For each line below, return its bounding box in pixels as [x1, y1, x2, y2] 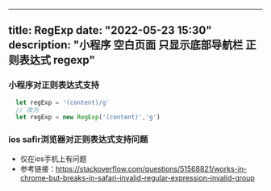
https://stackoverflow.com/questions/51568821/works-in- [55, 164, 248, 173]
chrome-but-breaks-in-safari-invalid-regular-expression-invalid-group [19, 172, 256, 182]
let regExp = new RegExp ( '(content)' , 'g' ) [15, 114, 161, 122]
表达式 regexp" [19, 53, 95, 67]
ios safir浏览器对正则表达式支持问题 [8, 134, 148, 145]
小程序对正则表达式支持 [8, 80, 99, 91]
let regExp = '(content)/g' [15, 98, 110, 106]
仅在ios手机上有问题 [19, 154, 87, 164]
